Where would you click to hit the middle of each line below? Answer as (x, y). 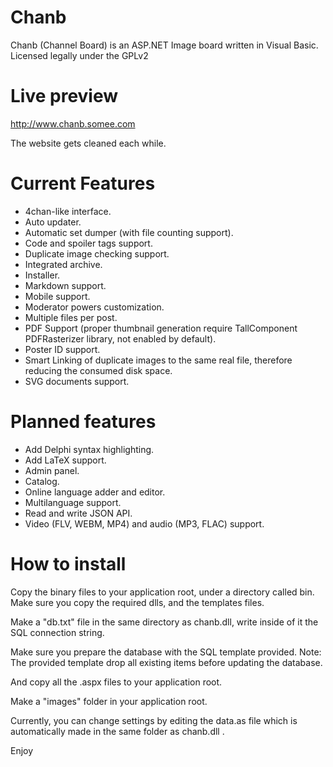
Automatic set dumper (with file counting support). (129, 232)
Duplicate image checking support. (97, 253)
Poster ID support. (62, 349)
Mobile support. (57, 296)
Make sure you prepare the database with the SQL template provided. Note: (166, 652)
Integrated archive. (63, 264)
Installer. (42, 275)
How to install (68, 563)
